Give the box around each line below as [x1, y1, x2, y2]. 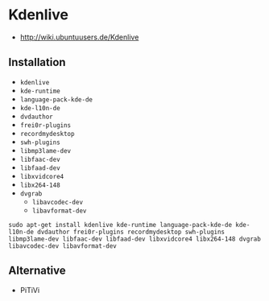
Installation [8, 56, 66, 69]
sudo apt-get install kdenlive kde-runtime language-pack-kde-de [8, 221, 232, 229]
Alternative [8, 264, 66, 278]
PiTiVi [19, 285, 40, 295]
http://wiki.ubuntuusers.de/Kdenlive [19, 32, 139, 42]
